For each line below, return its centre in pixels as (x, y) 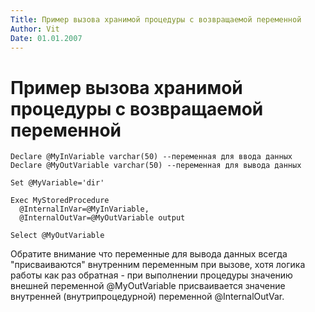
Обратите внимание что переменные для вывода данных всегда (149, 254)
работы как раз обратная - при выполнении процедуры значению (151, 275)
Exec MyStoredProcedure (60, 201)
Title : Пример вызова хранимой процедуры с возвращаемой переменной (156, 19)
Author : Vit (35, 29)
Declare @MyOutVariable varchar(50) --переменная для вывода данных (156, 166)
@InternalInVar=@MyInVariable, (84, 209)
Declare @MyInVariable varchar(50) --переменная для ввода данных (151, 157)
